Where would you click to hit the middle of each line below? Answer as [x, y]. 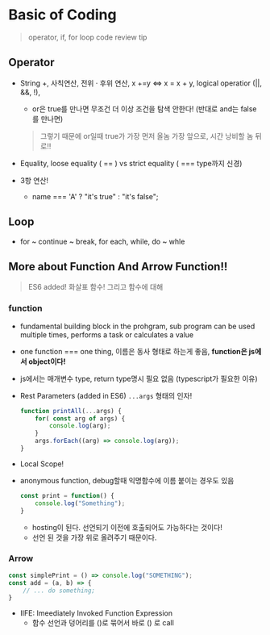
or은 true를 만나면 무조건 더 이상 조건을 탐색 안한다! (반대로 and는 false [144, 109]
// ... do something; [59, 591]
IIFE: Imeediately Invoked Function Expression [96, 613]
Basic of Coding [62, 15]
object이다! [47, 361]
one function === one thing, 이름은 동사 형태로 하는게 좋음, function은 [133, 351]
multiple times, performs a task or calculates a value [107, 334]
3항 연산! [34, 180]
